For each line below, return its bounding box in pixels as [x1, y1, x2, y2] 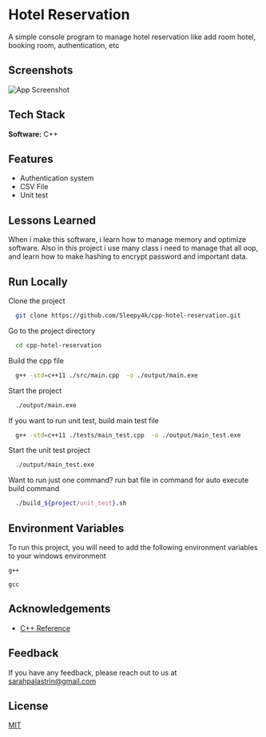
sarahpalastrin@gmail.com [8, 676, 97, 686]
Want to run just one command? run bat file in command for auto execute [8, 475, 249, 485]
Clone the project [8, 296, 66, 305]
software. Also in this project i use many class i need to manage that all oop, [8, 244, 259, 253]
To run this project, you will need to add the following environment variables [8, 542, 258, 552]
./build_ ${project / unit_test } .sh [15, 499, 127, 508]
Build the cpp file [8, 355, 64, 365]
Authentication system [19, 173, 94, 183]
